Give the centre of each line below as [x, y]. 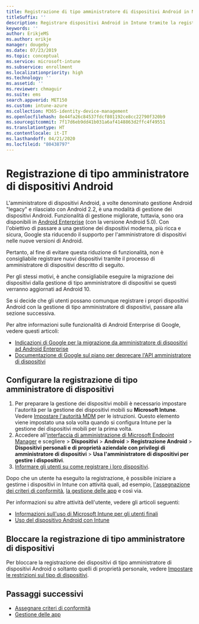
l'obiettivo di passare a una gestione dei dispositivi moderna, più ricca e [94, 228]
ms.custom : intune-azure [37, 105]
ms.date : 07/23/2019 [32, 51]
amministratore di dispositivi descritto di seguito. [65, 264]
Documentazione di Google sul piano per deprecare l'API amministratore [103, 355]
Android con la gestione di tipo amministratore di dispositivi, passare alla [94, 307]
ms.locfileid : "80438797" [38, 144]
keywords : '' [22, 28]
